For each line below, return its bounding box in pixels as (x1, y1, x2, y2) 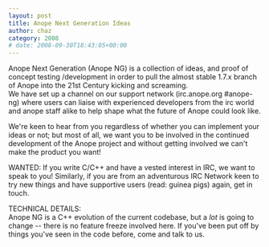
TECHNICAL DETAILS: (8, 204, 82, 213)
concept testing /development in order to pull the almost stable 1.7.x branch (8, 72, 258, 82)
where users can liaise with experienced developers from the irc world (21, 98, 255, 107)
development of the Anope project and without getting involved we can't (8, 139, 248, 148)
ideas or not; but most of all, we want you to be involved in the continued (8, 130, 250, 140)
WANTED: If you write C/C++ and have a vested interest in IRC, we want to (8, 163, 255, 172)
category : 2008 (8, 34, 59, 43)
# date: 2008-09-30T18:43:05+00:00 (8, 42, 128, 50)
